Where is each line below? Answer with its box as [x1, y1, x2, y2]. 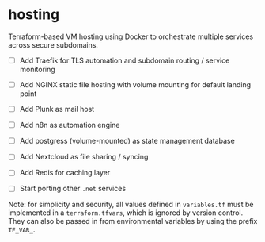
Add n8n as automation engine [19, 121, 120, 130]
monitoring [19, 65, 55, 74]
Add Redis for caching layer [19, 168, 111, 178]
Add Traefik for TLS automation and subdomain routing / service [19, 56, 230, 65]
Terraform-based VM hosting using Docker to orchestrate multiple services [8, 32, 254, 41]
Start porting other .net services [19, 184, 127, 194]
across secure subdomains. [8, 40, 99, 49]
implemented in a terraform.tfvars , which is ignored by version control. [8, 208, 244, 217]
